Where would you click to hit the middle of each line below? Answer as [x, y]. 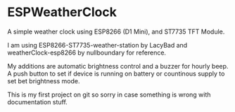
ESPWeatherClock [62, 12]
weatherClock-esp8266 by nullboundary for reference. [87, 52]
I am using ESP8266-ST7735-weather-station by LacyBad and [97, 45]
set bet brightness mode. [44, 80]
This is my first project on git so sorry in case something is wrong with [109, 94]
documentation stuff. [38, 101]
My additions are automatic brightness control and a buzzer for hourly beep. [118, 66]
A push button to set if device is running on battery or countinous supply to [116, 73]
